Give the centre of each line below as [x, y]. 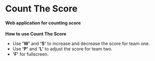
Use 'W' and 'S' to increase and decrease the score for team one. [81, 43]
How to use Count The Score [36, 34]
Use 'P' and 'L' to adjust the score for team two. [62, 49]
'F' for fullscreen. [31, 54]
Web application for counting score [43, 22]
